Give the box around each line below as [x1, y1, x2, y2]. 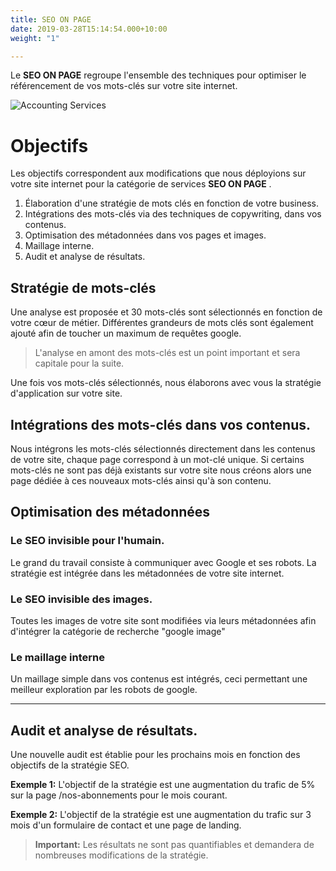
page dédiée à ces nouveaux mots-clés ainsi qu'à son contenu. [10, 474, 272, 486]
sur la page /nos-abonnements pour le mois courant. [10, 789, 228, 801]
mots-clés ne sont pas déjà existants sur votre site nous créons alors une [10, 464, 312, 476]
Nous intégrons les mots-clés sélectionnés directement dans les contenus [10, 442, 316, 455]
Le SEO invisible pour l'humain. [10, 534, 165, 548]
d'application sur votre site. [10, 387, 123, 400]
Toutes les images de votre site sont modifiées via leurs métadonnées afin [10, 614, 317, 626]
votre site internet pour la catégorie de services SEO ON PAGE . [10, 178, 272, 190]
